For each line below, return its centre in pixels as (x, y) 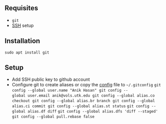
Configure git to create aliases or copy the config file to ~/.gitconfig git (86, 85)
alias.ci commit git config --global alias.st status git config (81, 106)
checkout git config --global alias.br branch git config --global (83, 101)
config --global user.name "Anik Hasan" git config (67, 91)
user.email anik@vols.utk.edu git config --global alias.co (91, 96)
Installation (22, 41)
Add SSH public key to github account (51, 79)
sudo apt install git (27, 52)
